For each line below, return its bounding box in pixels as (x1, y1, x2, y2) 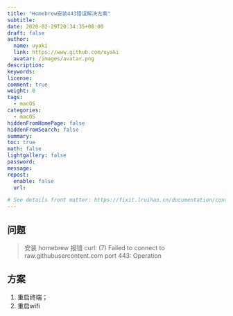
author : (7, 36, 30, 43)
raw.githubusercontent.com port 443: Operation (24, 251, 162, 260)
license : (7, 74, 33, 82)
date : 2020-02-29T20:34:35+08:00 (7, 23, 104, 30)
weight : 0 (7, 87, 36, 94)
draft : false (7, 29, 45, 37)
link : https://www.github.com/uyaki (13, 49, 119, 56)
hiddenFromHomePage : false (7, 119, 85, 127)
